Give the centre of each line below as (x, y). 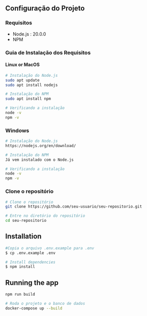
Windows (17, 130)
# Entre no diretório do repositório (45, 216)
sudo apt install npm (28, 99)
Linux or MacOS (22, 65)
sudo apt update (22, 80)
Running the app (32, 283)
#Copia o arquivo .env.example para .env (50, 248)
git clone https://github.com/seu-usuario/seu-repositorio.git (74, 207)
